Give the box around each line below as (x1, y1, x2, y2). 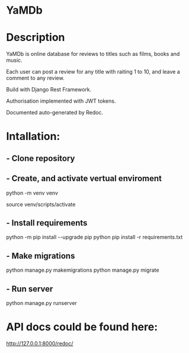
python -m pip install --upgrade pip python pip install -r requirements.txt (6, 234, 183, 241)
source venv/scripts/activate (6, 201, 76, 208)
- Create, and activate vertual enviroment (6, 173, 162, 184)
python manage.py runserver (6, 299, 77, 306)
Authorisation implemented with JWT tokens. (6, 97, 116, 104)
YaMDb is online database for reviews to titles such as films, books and (6, 50, 180, 58)
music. (6, 57, 23, 64)
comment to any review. (6, 75, 65, 82)
